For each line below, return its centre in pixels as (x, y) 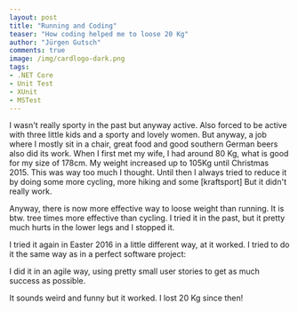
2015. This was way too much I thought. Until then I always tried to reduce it (148, 172)
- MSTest (25, 100)
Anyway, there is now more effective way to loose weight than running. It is (147, 209)
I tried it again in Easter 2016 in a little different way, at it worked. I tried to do (149, 244)
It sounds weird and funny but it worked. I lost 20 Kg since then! (126, 298)
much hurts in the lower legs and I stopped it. (92, 228)
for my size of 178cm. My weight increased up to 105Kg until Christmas (139, 163)
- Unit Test (31, 84)
